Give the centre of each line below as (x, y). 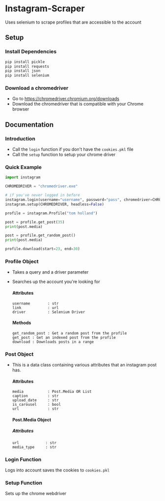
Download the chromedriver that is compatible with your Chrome (78, 104)
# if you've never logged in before (42, 195)
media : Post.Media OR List (52, 392)
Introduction (20, 139)
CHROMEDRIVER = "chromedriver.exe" (41, 186)
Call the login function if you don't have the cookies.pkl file (73, 149)
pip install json (23, 71)
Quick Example (23, 167)
